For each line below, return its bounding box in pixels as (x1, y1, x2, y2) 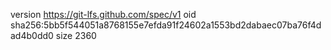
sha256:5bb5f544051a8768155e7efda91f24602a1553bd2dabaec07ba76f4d (10, 19, 322, 31)
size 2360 (55, 30, 97, 41)
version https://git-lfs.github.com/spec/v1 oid (10, 9, 197, 20)
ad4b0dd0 (10, 30, 54, 41)
